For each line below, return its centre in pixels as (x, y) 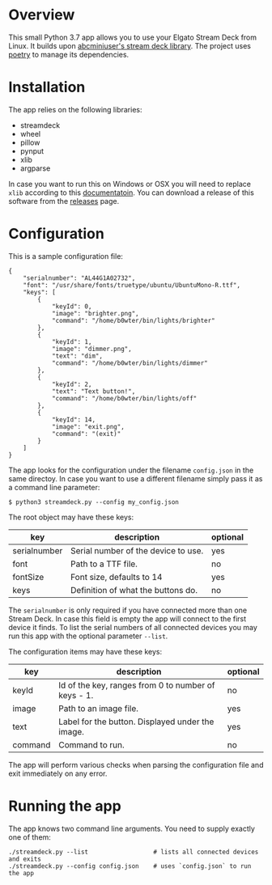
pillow (30, 142)
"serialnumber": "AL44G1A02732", (79, 278)
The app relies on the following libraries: (75, 109)
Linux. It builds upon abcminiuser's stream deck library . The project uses (130, 45)
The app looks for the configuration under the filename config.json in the (131, 470)
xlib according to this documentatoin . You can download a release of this (132, 193)
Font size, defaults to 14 (116, 577)
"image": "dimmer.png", (91, 349)
